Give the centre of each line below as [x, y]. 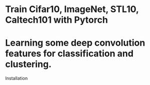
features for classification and [69, 54]
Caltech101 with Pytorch [57, 20]
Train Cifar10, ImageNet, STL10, [72, 9]
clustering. [28, 64]
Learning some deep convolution [75, 43]
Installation [17, 78]
